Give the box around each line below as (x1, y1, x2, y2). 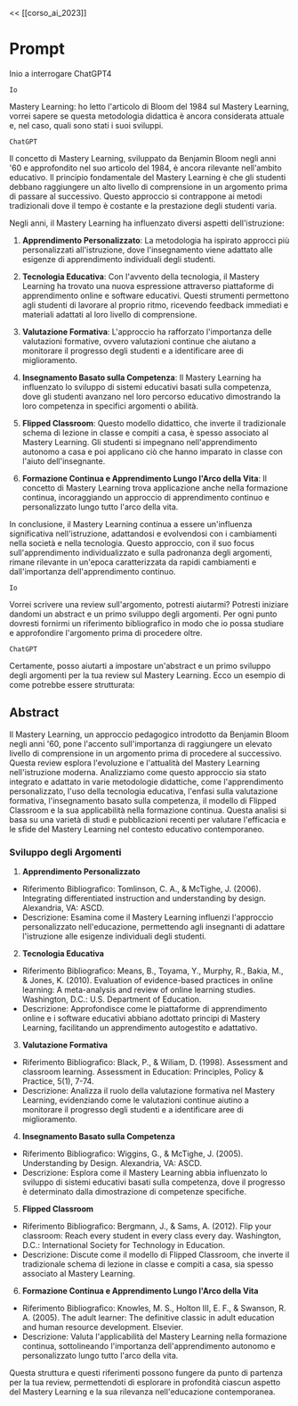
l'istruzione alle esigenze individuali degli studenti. (21, 931, 207, 942)
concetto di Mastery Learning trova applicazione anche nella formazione (21, 482, 288, 493)
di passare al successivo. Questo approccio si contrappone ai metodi (9, 191, 262, 202)
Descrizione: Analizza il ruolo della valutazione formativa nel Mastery (21, 1086, 276, 1096)
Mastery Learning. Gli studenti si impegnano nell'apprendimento (21, 436, 258, 447)
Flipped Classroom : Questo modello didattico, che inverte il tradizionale (21, 418, 286, 428)
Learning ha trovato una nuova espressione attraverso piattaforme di (21, 280, 274, 291)
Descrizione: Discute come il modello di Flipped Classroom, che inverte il (21, 1249, 290, 1261)
